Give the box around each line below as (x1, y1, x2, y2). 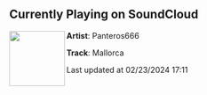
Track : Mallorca (66, 47, 124, 58)
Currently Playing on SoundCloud (9, 7, 199, 22)
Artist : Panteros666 (66, 30, 139, 40)
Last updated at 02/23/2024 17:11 (66, 64, 188, 75)
